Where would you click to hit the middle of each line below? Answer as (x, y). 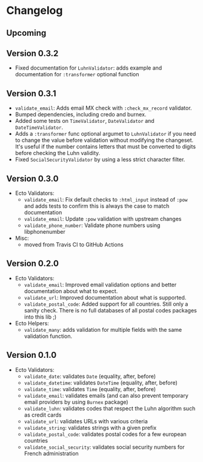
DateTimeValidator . (39, 127)
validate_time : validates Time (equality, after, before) (90, 389)
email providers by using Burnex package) (76, 402)
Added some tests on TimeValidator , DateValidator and (85, 121)
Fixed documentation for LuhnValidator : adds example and (88, 68)
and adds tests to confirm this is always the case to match (97, 206)
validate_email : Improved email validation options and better (100, 285)
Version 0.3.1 (31, 94)
